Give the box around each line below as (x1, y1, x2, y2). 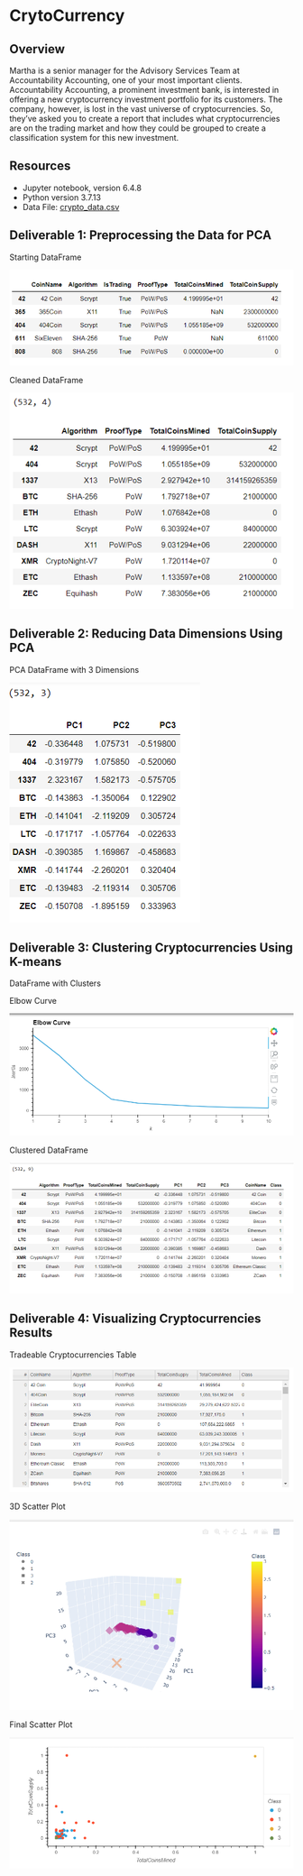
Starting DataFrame (9, 252, 82, 262)
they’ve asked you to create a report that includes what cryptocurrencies (9, 114, 280, 124)
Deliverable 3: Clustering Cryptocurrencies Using (9, 940, 293, 955)
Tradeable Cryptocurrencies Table (9, 1349, 137, 1360)
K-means (9, 953, 62, 970)
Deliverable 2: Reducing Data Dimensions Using (9, 626, 283, 641)
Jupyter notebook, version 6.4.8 (22, 182, 142, 193)
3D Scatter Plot (9, 1501, 66, 1512)
